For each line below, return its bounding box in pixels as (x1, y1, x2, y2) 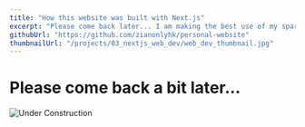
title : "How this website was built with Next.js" (9, 13, 205, 23)
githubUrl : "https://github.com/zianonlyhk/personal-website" (9, 30, 250, 39)
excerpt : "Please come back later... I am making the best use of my (9, 22, 279, 31)
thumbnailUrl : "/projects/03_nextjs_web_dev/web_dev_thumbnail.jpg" (9, 38, 274, 48)
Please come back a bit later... (9, 78, 241, 98)
